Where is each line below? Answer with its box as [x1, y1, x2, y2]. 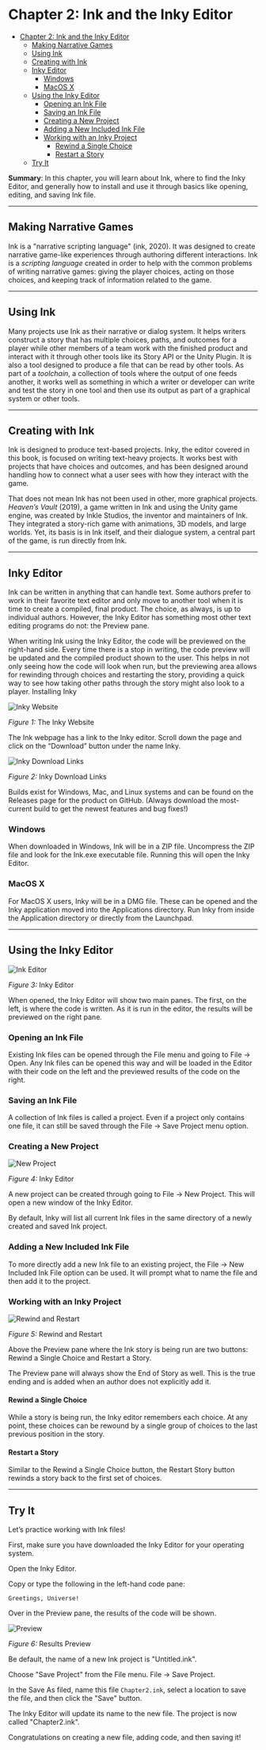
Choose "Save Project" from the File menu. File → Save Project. [8, 1670, 215, 1680]
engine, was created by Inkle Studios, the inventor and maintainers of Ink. [8, 511, 248, 520]
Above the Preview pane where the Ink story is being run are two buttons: [8, 1345, 249, 1354]
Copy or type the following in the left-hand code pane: [8, 1579, 185, 1589]
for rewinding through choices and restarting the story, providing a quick [8, 670, 245, 680]
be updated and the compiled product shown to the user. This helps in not [8, 653, 249, 662]
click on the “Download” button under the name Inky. [8, 742, 180, 751]
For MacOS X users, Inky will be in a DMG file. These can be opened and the [8, 896, 258, 905]
